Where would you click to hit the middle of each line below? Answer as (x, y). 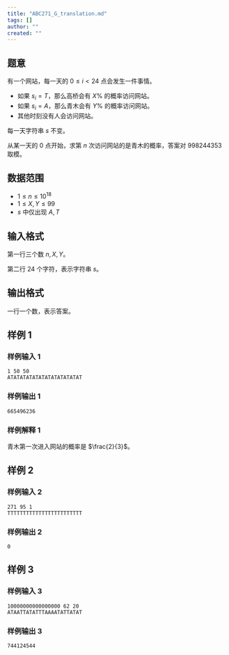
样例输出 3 (25, 631)
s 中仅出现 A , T (39, 212)
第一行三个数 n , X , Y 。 (38, 254)
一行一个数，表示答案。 (41, 311)
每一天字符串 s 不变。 (38, 130)
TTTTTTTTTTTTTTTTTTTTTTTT (45, 513)
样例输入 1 (24, 357)
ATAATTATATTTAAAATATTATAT (45, 612)
